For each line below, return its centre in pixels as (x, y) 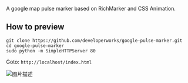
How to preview (35, 27)
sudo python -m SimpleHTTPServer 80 (51, 51)
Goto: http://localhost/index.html (49, 62)
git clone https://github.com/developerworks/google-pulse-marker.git (94, 41)
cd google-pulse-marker (35, 46)
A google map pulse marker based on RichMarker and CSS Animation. (91, 9)
